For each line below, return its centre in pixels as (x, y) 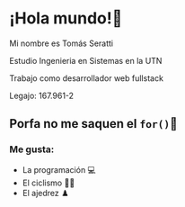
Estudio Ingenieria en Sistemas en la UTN (86, 60)
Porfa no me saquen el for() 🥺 (93, 124)
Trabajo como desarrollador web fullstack (87, 78)
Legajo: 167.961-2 (42, 95)
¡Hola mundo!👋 (66, 18)
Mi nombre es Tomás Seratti (62, 43)
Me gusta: (32, 149)
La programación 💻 (59, 169)
